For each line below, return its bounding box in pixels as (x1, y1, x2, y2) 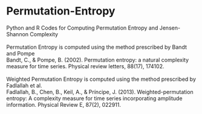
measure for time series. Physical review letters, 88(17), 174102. (6, 62, 165, 70)
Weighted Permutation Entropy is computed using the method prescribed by (6, 75, 197, 83)
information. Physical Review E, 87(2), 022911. (6, 101, 121, 108)
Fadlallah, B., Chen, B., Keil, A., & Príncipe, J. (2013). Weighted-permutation (6, 88, 194, 95)
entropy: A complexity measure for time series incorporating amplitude (6, 95, 183, 102)
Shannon (6, 30, 29, 37)
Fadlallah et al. (6, 81, 42, 89)
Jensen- (159, 24, 180, 31)
